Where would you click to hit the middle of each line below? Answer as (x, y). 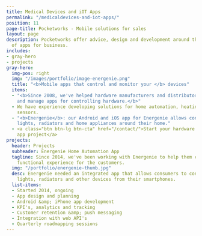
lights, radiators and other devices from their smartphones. (96, 180)
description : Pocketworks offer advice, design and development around (98, 40)
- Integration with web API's (49, 219)
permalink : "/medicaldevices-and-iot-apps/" (63, 17)
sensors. (28, 112)
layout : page (23, 34)
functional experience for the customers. (71, 163)
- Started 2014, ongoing (43, 190)
